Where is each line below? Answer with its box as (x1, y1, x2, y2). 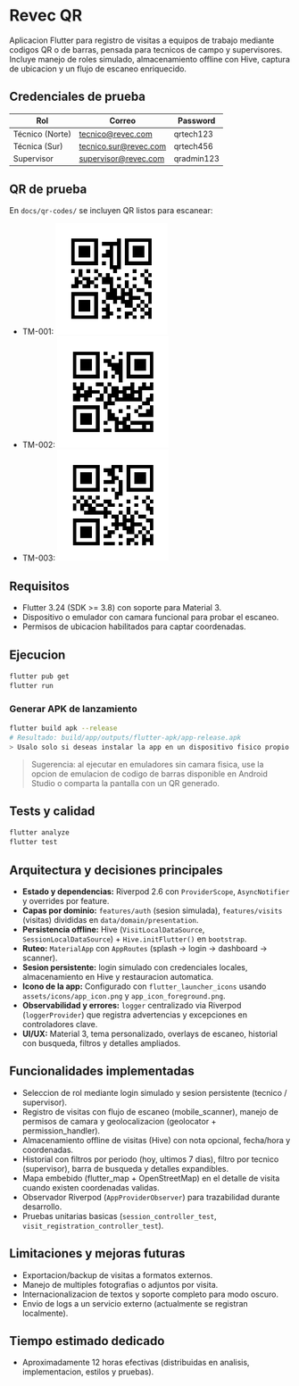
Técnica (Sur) (12, 140, 63, 152)
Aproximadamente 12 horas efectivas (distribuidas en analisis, (21, 1357, 250, 1368)
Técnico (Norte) (12, 129, 71, 139)
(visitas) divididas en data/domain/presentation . (21, 914, 199, 925)
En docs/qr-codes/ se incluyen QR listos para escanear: (9, 205, 213, 216)
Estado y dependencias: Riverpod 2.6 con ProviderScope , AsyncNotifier (21, 885, 290, 897)
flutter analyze (9, 828, 70, 837)
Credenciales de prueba (9, 89, 145, 104)
